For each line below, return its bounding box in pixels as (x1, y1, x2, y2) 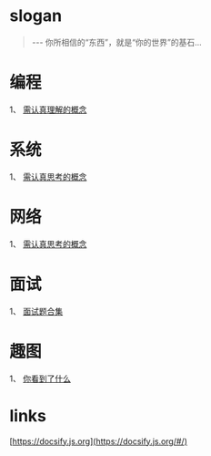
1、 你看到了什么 (9, 373, 71, 384)
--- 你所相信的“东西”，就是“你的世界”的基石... (31, 36, 202, 47)
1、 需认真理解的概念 (9, 104, 87, 115)
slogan (9, 5, 62, 26)
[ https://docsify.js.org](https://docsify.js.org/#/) (9, 435, 188, 447)
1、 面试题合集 (9, 306, 64, 316)
